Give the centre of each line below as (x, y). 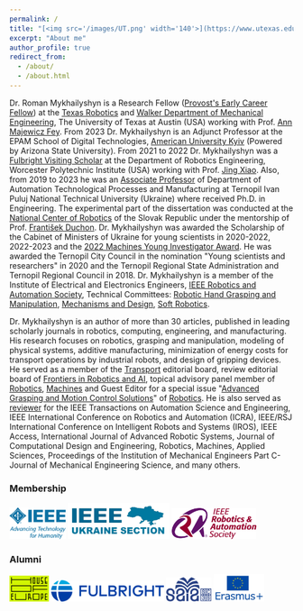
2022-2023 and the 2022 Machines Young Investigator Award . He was (141, 246)
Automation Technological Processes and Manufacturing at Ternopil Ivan (145, 188)
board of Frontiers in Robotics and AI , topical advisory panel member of (142, 378)
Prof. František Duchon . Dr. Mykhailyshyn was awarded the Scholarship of (147, 227)
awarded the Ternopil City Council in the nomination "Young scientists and (147, 256)
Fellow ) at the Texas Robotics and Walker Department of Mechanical (137, 112)
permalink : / (34, 19)
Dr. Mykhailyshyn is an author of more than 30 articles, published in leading (150, 321)
